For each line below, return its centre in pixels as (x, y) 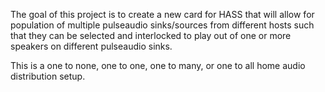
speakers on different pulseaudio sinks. (91, 46)
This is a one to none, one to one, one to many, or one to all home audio (158, 65)
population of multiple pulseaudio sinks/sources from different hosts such (162, 25)
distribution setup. (48, 76)
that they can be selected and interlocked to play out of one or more (151, 35)
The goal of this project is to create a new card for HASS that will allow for (162, 14)
